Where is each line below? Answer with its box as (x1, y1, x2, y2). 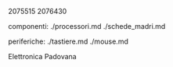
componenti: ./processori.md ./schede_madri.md (8, 22, 166, 30)
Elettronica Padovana (8, 52, 77, 61)
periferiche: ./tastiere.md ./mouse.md (8, 37, 129, 46)
